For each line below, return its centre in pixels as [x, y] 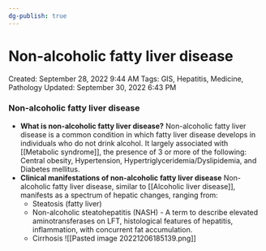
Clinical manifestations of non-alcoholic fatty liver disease [121, 177]
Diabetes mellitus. [50, 169]
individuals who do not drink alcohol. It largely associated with [124, 143]
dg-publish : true [38, 16]
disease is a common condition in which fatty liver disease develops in [138, 134]
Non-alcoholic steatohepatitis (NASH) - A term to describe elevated [145, 212]
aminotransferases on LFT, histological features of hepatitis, [133, 221]
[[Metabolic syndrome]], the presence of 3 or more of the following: [133, 152]
